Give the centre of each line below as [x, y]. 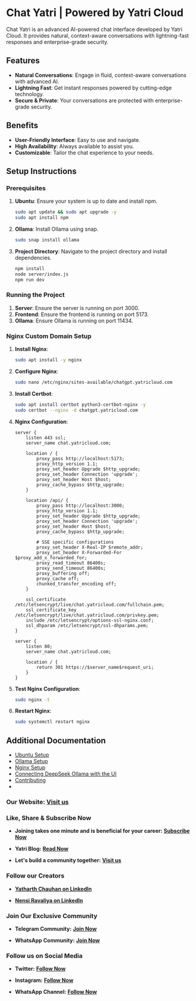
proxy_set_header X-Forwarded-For [79, 552]
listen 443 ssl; [46, 438]
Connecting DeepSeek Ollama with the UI [66, 774]
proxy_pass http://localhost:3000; [81, 506]
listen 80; [39, 646]
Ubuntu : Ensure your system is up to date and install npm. [86, 201]
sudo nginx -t [32, 700]
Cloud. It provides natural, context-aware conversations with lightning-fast [98, 35]
